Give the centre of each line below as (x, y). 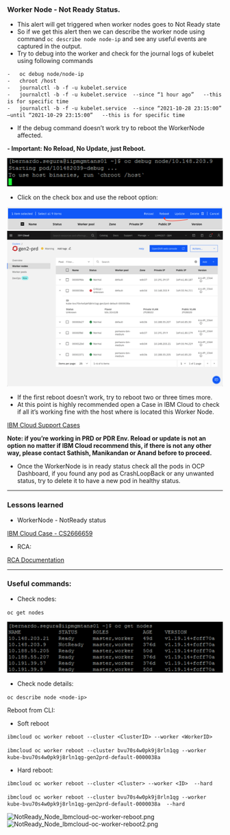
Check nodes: (37, 599)
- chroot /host (32, 81)
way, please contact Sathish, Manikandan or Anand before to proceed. (110, 453)
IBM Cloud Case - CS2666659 (50, 533)
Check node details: (45, 684)
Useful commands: (39, 584)
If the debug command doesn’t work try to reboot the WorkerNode (111, 128)
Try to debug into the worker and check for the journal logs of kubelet (115, 53)
